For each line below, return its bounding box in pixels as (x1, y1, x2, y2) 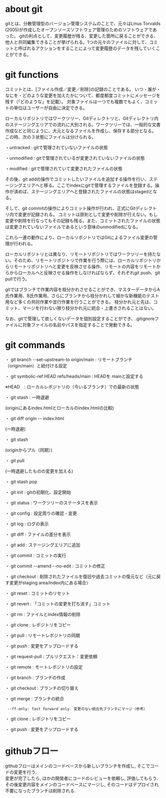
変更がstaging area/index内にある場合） (9, 579, 91, 586)
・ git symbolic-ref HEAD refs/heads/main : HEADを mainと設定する (5, 373, 143, 379)
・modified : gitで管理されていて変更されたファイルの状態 (5, 165, 123, 172)
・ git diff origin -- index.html (5, 415, 64, 421)
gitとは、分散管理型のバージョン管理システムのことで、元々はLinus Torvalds (5, 20, 161, 26)
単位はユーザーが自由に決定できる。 (13, 105, 87, 111)
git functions (5, 69, 59, 80)
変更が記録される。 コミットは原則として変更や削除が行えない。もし (18, 211, 158, 217)
